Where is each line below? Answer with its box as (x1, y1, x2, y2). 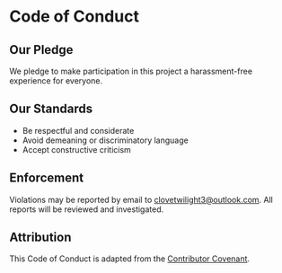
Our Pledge (9, 42, 74, 57)
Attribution (9, 230, 72, 245)
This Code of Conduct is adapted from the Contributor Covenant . (9, 253, 250, 264)
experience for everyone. (9, 75, 103, 86)
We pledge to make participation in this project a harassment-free (9, 66, 253, 76)
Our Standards (9, 101, 93, 117)
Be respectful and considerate (22, 125, 135, 136)
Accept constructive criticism (22, 144, 132, 154)
